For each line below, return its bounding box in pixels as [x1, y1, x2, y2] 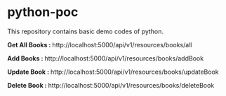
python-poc [7, 4, 79, 20]
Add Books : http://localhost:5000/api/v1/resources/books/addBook [7, 54, 204, 63]
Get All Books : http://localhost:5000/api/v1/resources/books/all [7, 40, 192, 49]
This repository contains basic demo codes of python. [7, 27, 164, 35]
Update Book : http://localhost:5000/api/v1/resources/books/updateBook [7, 67, 219, 76]
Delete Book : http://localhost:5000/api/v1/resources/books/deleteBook [7, 81, 215, 89]
